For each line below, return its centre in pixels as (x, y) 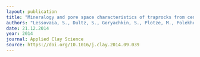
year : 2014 (20, 34)
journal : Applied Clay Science (45, 39)
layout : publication (32, 12)
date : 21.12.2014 (28, 28)
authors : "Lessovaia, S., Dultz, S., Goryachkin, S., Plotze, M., (90, 23)
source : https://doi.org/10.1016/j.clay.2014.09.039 (73, 45)
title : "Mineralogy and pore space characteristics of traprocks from (96, 17)
